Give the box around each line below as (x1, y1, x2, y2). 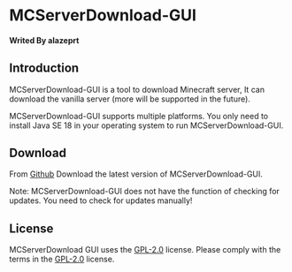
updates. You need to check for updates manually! (9, 195, 193, 206)
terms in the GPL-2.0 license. (9, 253, 115, 265)
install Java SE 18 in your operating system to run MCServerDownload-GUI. (9, 120, 284, 131)
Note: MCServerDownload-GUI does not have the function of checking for (9, 186, 280, 197)
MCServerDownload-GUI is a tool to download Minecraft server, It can (9, 84, 265, 94)
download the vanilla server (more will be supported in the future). (9, 94, 250, 104)
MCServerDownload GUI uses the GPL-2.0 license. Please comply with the (9, 245, 281, 255)
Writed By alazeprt (9, 34, 80, 45)
